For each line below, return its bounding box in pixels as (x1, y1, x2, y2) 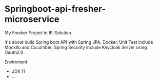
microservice (4, 14, 59, 25)
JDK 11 (11, 68, 25, 74)
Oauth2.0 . (4, 50, 26, 55)
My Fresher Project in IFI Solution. (4, 30, 73, 35)
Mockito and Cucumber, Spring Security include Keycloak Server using (4, 44, 147, 50)
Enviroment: (4, 59, 29, 65)
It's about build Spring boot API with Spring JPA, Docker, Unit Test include (4, 39, 153, 45)
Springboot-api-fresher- (4, 3, 106, 15)
